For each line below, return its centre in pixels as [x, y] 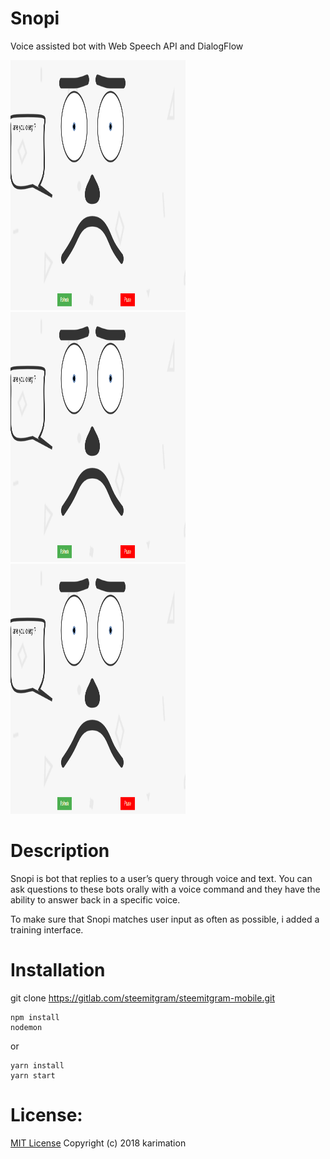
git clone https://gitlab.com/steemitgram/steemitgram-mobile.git [143, 998]
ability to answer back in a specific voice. [95, 899]
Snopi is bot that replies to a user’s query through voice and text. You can [161, 878]
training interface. [47, 929]
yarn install [37, 1065]
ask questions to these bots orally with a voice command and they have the [165, 889]
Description [60, 851]
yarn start [33, 1075]
